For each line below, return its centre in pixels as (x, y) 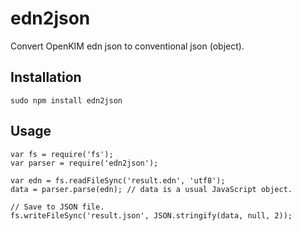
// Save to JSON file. (57, 207)
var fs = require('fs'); (62, 154)
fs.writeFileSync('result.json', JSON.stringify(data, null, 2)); (151, 215)
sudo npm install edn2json (66, 100)
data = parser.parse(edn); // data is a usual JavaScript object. (151, 189)
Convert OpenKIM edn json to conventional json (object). (127, 46)
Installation (46, 77)
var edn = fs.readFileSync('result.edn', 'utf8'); (118, 180)
